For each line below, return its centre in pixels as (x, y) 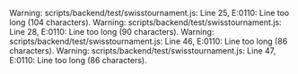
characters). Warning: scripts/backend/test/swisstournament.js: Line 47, (143, 51)
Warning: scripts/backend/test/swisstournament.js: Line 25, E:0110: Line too (149, 13)
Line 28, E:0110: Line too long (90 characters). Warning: (112, 32)
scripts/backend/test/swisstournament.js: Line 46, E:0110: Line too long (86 (149, 41)
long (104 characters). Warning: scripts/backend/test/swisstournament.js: (145, 22)
